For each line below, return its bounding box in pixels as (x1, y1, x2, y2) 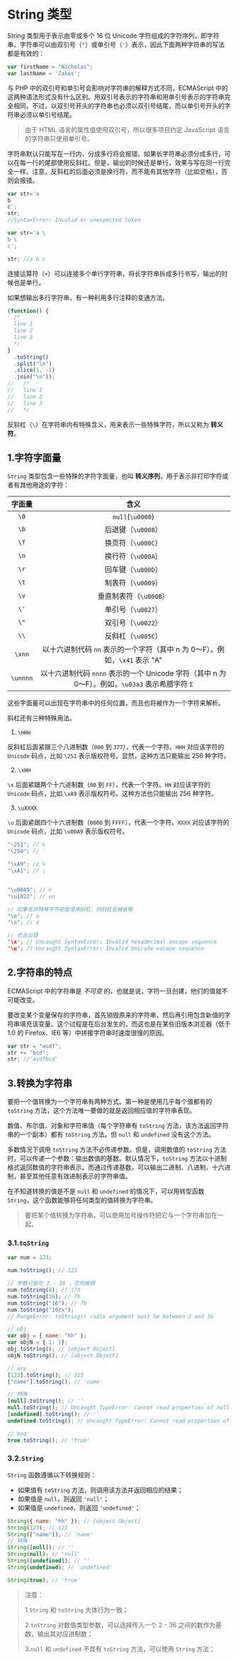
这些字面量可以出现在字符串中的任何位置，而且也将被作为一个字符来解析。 (7, 699, 225, 707)
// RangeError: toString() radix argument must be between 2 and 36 (7, 1313, 214, 1320)
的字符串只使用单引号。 (24, 134, 93, 143)
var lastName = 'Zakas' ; (7, 70, 81, 77)
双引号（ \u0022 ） (104, 618, 163, 628)
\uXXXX (17, 805, 38, 812)
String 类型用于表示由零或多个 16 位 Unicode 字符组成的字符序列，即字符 (7, 31, 220, 40)
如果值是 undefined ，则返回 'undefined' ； (17, 1503, 141, 1512)
